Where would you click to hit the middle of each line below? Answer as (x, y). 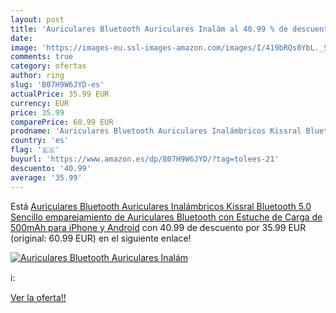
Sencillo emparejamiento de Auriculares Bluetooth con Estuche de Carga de (166, 217)
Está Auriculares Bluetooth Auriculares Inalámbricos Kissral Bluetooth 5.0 (161, 206)
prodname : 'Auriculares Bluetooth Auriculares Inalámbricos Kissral (156, 131)
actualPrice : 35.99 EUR (60, 94)
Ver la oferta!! (38, 297)
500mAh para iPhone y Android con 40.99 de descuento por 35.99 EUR (158, 227)
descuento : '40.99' (51, 168)
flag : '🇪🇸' (35, 150)
